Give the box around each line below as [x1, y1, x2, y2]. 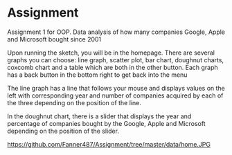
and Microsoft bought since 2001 [7, 35, 102, 43]
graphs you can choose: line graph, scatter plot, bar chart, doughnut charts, [7, 55, 224, 64]
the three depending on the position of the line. [7, 98, 142, 107]
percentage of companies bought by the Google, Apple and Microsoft [7, 119, 206, 127]
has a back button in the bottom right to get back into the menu [7, 71, 188, 79]
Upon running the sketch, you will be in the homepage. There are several [7, 48, 215, 57]
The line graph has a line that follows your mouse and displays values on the [7, 84, 225, 92]
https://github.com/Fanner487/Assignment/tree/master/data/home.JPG [7, 140, 211, 148]
